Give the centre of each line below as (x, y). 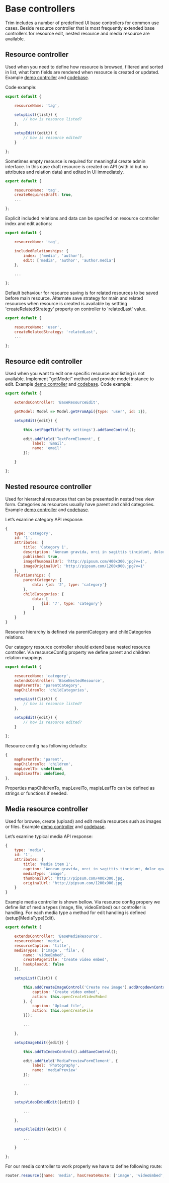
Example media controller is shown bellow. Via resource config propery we (82, 902)
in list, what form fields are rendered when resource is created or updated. (82, 72)
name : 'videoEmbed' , (45, 955)
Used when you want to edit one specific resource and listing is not (75, 374)
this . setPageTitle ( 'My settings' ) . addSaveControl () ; (80, 430)
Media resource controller (47, 809)
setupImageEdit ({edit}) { (41, 1042)
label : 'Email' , (49, 444)
